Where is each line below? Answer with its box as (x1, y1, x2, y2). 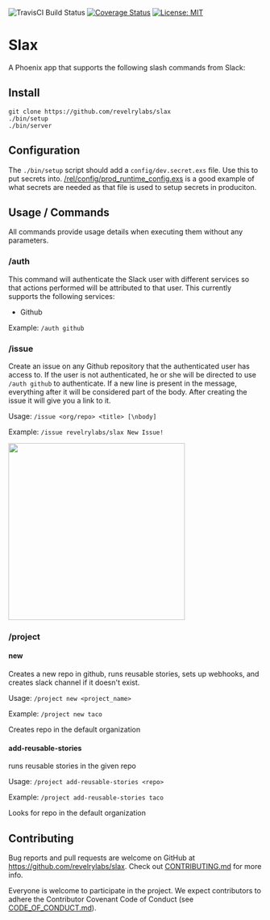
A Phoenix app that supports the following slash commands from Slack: (8, 62, 246, 72)
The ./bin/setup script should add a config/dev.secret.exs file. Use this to (8, 165, 259, 175)
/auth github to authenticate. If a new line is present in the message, (8, 378, 238, 388)
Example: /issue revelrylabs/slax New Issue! (8, 427, 164, 437)
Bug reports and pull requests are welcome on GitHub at (8, 853, 196, 863)
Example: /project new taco (8, 709, 102, 719)
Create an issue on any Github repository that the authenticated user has (8, 361, 250, 371)
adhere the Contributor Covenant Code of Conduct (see (8, 894, 194, 905)
